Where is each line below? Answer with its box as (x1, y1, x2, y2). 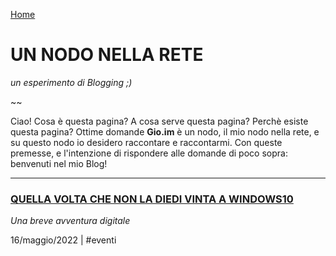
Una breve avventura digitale (10, 215, 131, 227)
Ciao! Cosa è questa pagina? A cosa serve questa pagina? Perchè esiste (10, 115, 309, 127)
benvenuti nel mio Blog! (10, 157, 108, 169)
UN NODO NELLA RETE (10, 44, 204, 66)
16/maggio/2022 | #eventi (10, 234, 117, 246)
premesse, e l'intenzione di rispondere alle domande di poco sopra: (10, 147, 288, 159)
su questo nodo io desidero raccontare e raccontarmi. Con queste (10, 136, 283, 148)
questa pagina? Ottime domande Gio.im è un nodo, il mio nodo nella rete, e (10, 125, 320, 138)
